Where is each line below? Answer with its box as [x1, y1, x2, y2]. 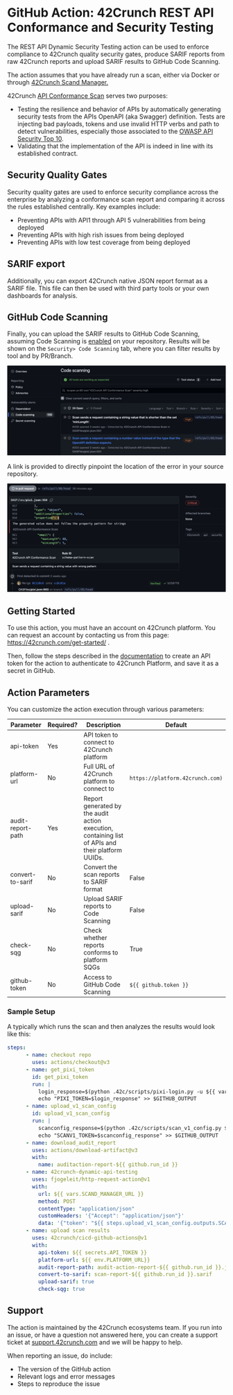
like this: [7, 1030, 31, 1038]
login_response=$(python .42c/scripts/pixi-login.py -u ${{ [37, 1088, 216, 1095]
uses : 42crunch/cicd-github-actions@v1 [32, 1235, 148, 1242]
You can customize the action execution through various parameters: [7, 705, 205, 714]
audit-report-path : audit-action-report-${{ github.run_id [37, 1264, 213, 1271]
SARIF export [7, 258, 66, 270]
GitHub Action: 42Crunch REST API [7, 5, 214, 21]
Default [165, 720, 187, 729]
